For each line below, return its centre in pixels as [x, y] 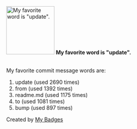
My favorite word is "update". [93, 52]
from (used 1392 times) [44, 89]
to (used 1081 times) [40, 101]
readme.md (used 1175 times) [51, 95]
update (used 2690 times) [47, 82]
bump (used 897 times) [44, 108]
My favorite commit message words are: [56, 71]
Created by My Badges [35, 119]
